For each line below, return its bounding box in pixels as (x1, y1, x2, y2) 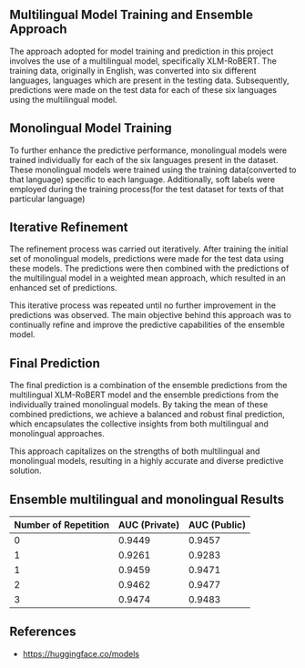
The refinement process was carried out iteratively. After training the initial (9, 243, 289, 254)
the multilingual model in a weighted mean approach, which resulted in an (9, 272, 286, 283)
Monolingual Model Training (9, 120, 172, 136)
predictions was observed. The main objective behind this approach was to (9, 310, 291, 321)
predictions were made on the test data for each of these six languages (9, 84, 278, 95)
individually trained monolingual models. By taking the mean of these (9, 399, 269, 410)
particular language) (9, 193, 86, 204)
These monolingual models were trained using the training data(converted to (9, 164, 297, 175)
